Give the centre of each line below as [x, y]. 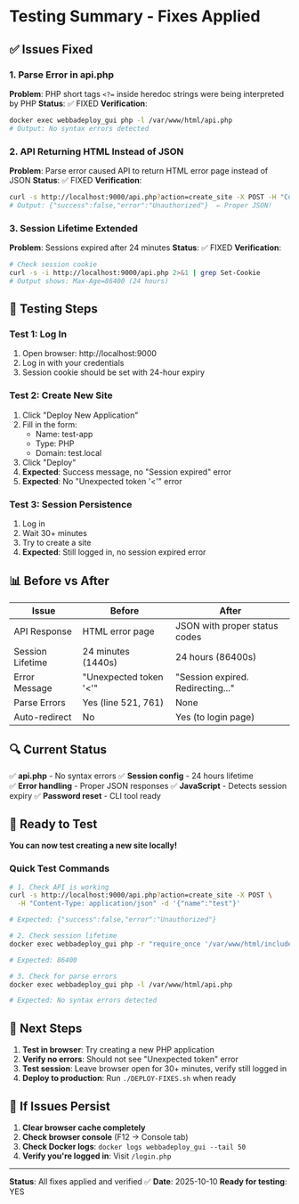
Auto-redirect [43, 717]
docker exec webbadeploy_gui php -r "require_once [105, 944]
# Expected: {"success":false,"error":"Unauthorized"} [113, 920]
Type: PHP [55, 443]
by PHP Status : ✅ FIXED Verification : [79, 103]
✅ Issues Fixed [51, 49]
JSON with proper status [226, 625]
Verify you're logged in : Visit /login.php [97, 1156]
